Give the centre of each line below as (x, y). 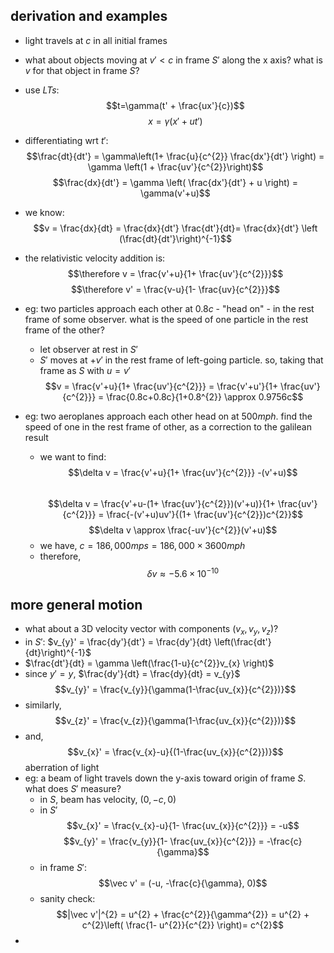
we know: (44, 212)
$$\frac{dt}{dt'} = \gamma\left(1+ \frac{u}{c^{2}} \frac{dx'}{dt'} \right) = (175, 156)
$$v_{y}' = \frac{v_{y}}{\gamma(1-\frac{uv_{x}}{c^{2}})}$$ (175, 690)
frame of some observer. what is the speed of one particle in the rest (166, 319)
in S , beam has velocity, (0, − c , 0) (108, 800)
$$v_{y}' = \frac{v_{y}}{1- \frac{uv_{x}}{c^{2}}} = (164, 841)
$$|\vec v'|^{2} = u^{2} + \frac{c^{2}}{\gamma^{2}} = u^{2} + (183, 915)
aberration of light (62, 768)
